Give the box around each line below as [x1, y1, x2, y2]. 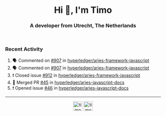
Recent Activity [5, 46, 43, 53]
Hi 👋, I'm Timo [54, 4, 112, 16]
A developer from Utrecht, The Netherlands [30, 22, 136, 29]
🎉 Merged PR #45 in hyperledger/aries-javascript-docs [12, 79, 124, 85]
